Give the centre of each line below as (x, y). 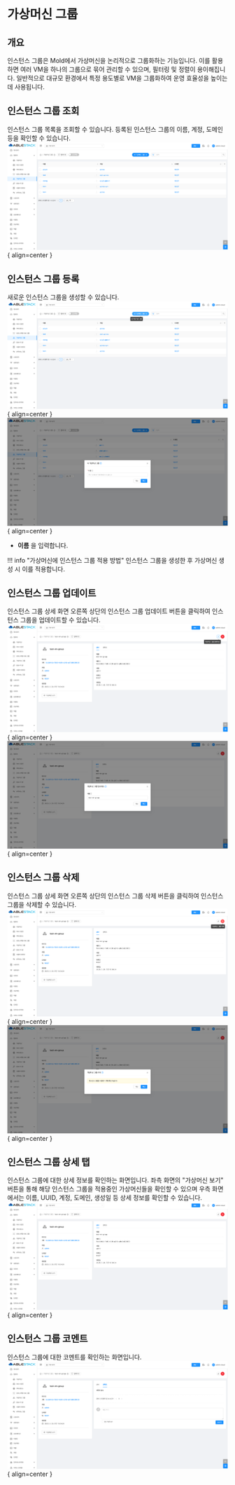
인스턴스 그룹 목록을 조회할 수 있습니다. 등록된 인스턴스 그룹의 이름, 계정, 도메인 (115, 129)
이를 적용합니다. (43, 569)
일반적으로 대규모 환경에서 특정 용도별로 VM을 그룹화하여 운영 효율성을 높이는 (122, 78)
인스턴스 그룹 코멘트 (48, 1339)
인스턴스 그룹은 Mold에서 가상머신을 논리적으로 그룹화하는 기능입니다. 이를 (109, 61)
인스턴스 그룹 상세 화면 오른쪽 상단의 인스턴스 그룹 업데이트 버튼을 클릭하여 (109, 611)
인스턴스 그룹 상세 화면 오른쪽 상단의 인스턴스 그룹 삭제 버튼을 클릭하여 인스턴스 (115, 896)
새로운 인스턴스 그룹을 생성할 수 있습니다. (63, 297)
